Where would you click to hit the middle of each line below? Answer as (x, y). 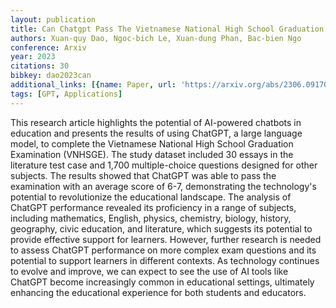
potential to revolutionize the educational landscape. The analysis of (151, 197)
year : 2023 (33, 57)
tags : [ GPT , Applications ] (66, 94)
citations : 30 (40, 66)
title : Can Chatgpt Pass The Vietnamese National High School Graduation (167, 29)
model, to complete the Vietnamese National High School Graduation (152, 143)
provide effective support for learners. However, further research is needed (166, 239)
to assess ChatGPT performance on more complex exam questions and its (163, 250)
